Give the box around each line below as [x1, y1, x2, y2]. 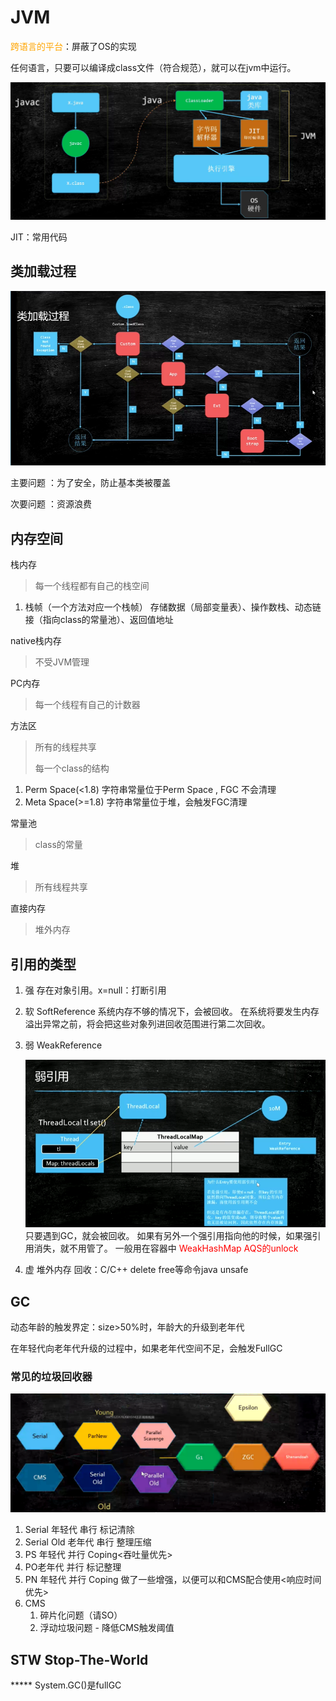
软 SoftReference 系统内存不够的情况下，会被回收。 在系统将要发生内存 [24, 1005, 320, 1017]
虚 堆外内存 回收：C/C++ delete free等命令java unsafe [24, 1264, 249, 1276]
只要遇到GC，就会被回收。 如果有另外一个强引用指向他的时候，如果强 [24, 1230, 313, 1242]
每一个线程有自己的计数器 [34, 699, 141, 711]
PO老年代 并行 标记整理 [24, 1561, 122, 1573]
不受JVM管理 [34, 656, 90, 668]
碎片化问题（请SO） [39, 1609, 123, 1621]
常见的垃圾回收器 [10, 1369, 93, 1383]
